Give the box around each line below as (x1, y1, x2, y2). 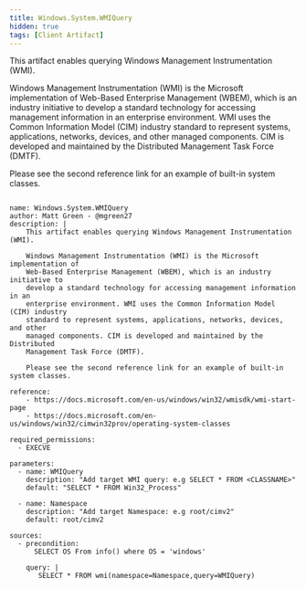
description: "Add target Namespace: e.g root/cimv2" (26, 508, 235, 517)
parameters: (9, 459, 55, 468)
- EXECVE (17, 444, 51, 453)
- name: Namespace (17, 500, 89, 509)
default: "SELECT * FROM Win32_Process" (26, 483, 182, 493)
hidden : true (9, 22, 59, 31)
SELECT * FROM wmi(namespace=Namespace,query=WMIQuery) (37, 572, 256, 581)
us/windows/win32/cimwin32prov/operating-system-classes (9, 419, 231, 429)
